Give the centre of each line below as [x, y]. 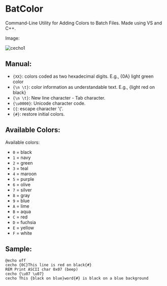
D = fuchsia [24, 222]
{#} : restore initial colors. [39, 114]
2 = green [23, 163]
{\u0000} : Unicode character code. [49, 103]
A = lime [21, 206]
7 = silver [22, 190]
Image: [12, 38]
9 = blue [21, 201]
